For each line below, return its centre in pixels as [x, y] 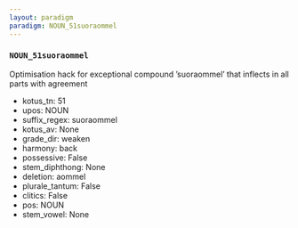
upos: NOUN [45, 110]
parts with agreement [48, 83]
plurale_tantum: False [61, 186]
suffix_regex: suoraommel [70, 119]
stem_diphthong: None [64, 167]
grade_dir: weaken [56, 138]
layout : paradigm [41, 17]
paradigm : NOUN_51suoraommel [63, 26]
